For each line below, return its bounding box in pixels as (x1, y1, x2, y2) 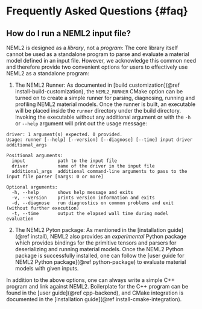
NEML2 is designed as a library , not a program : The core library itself (6, 44, 178, 51)
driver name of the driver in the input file (11, 163, 155, 169)
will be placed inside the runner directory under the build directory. (14, 107, 181, 114)
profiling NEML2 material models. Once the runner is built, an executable (14, 101, 196, 108)
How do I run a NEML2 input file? (6, 28, 131, 39)
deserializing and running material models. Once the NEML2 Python (14, 246, 184, 252)
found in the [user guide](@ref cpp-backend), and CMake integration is (6, 289, 184, 296)
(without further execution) (6, 205, 80, 211)
